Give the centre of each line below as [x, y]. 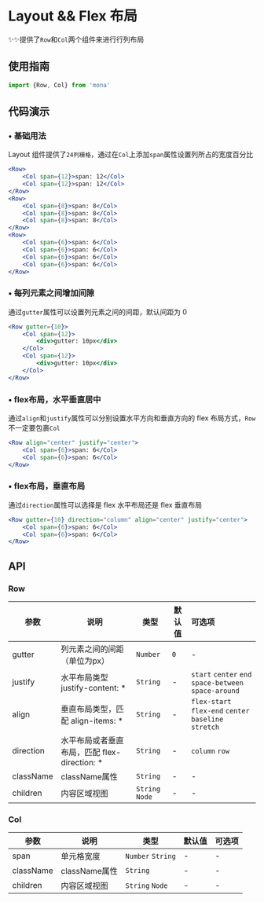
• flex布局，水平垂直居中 [55, 399]
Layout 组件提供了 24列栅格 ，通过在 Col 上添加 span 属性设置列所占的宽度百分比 [131, 155]
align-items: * [97, 721]
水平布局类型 [84, 678]
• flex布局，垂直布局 [46, 486]
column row [211, 752]
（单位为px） [85, 661]
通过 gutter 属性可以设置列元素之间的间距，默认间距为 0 [97, 312]
